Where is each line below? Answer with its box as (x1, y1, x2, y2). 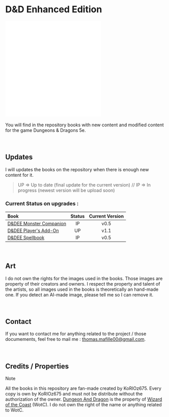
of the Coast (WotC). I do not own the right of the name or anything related (5, 402, 162, 408)
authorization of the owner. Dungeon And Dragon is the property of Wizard (5, 396, 162, 402)
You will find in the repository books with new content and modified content (5, 122, 164, 128)
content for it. (5, 172, 34, 178)
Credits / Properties (5, 362, 69, 370)
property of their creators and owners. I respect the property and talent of (5, 281, 160, 287)
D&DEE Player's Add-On (7, 227, 60, 234)
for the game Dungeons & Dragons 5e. (5, 127, 86, 133)
